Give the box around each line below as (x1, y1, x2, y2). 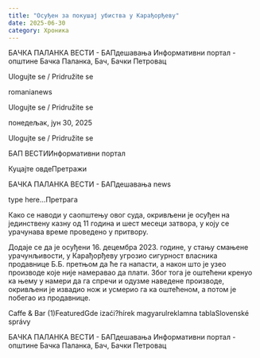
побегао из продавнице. (8, 293, 91, 302)
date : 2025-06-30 (8, 19, 66, 27)
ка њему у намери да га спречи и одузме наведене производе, (8, 276, 225, 286)
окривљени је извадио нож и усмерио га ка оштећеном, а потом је (8, 285, 237, 294)
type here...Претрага (8, 195, 78, 205)
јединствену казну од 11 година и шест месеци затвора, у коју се (8, 219, 230, 229)
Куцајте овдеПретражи (8, 164, 87, 174)
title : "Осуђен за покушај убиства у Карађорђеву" (8, 11, 180, 20)
